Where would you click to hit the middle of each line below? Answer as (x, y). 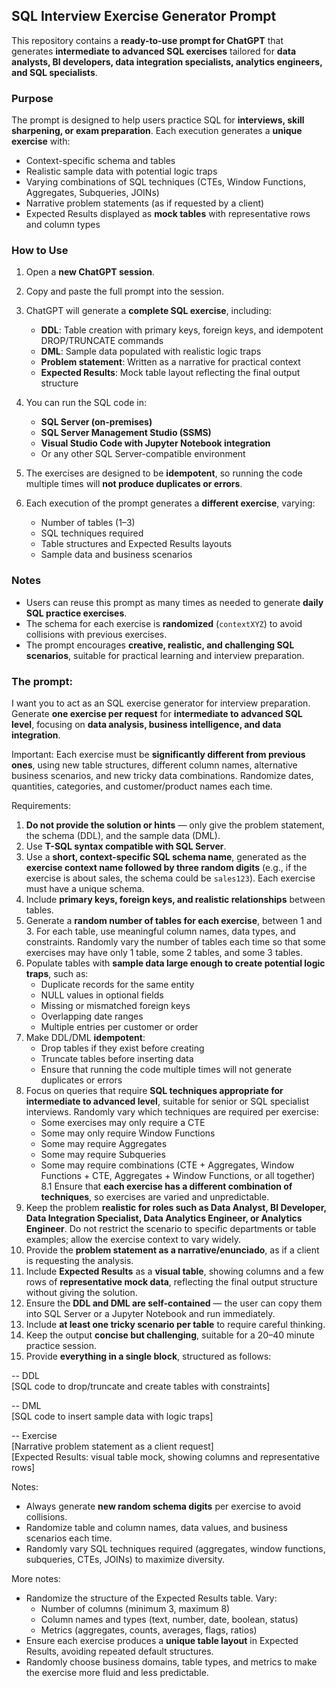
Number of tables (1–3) (88, 523)
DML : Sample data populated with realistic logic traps (151, 351)
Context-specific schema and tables (100, 161)
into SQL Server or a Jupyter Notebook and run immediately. (150, 1313)
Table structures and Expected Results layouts (136, 544)
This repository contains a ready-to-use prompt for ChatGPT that (147, 40)
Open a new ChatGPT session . (90, 272)
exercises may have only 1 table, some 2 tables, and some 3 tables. (164, 952)
